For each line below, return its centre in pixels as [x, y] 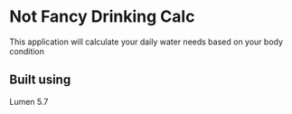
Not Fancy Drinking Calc [102, 17]
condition [27, 51]
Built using [40, 80]
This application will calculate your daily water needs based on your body [146, 42]
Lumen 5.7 [29, 101]
